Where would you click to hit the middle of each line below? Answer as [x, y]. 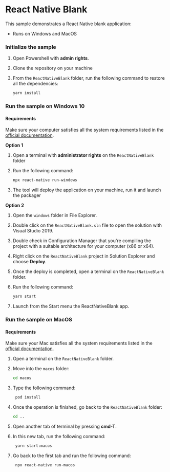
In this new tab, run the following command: [59, 436]
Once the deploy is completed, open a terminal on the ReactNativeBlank [88, 271]
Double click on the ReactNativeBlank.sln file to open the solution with [87, 225]
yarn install [27, 93]
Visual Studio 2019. [33, 231]
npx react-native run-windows [45, 180]
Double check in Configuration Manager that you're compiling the [82, 241]
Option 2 [15, 205]
